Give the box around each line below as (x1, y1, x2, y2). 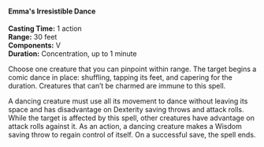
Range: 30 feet (8, 32, 58, 42)
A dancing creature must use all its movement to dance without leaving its (8, 96, 248, 106)
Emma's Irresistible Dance (8, 6, 96, 16)
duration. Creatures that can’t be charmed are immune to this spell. (8, 81, 226, 91)
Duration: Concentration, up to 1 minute (8, 49, 137, 58)
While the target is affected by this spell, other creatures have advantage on (8, 113, 255, 122)
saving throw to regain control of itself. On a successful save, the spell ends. (8, 130, 256, 140)
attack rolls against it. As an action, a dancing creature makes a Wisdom (8, 122, 242, 131)
